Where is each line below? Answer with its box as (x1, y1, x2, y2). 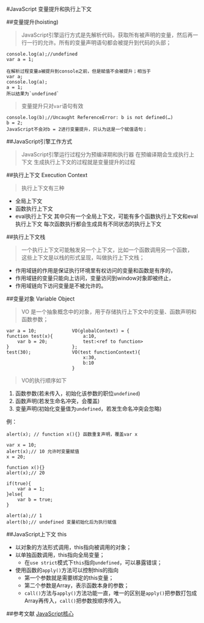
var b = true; (17, 497, 53, 503)
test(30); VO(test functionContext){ (6, 349, 140, 355)
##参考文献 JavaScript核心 (6, 610, 74, 617)
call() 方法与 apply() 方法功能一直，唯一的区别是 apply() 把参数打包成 (24, 589, 197, 597)
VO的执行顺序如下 (21, 377, 67, 384)
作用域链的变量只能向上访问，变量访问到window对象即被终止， (15, 274, 175, 282)
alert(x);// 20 (6, 470, 45, 476)
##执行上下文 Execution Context (6, 172, 88, 178)
